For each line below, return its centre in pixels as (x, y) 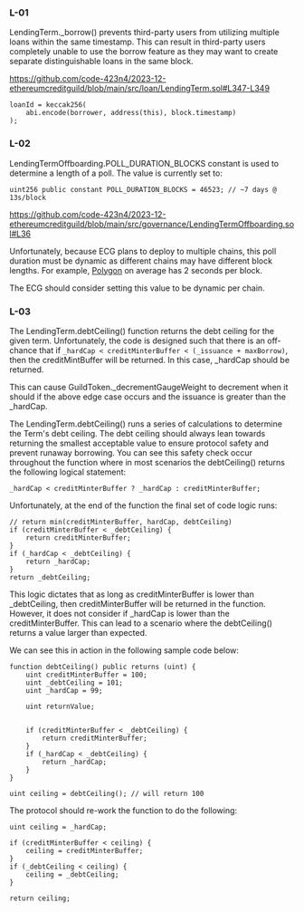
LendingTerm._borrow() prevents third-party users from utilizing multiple (145, 33)
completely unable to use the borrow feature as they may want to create (144, 52)
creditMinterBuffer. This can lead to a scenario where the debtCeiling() (141, 623)
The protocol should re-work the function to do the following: (123, 810)
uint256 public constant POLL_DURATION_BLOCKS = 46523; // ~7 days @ (143, 189)
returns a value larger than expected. (78, 632)
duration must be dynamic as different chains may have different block (141, 261)
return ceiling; (40, 898)
